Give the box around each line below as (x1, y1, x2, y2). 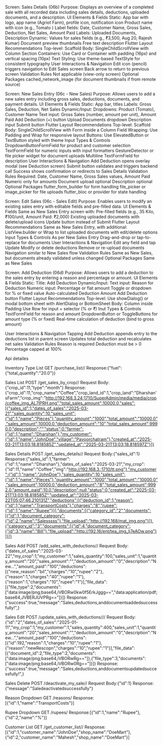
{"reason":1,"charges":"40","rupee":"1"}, (5, 574, 85, 579)
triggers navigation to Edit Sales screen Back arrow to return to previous (5, 66, 149, 72)
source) (5, 82, 21, 87)
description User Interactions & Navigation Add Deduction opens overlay (5, 158, 150, 164)
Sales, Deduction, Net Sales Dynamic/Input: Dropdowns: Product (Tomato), (5, 106, 155, 112)
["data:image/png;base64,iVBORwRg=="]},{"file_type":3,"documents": (5, 656, 147, 661)
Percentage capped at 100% (5, 346, 62, 352)
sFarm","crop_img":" (5, 395, 46, 401)
